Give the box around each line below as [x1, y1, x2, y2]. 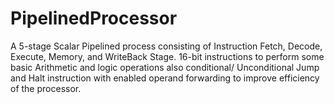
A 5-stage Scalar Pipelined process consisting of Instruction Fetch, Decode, [10, 40, 323, 52]
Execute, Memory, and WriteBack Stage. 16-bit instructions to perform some [10, 50, 325, 62]
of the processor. [10, 82, 82, 94]
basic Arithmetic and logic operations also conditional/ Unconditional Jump [10, 61, 320, 73]
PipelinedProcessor [10, 7, 178, 30]
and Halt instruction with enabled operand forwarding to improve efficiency [10, 72, 320, 84]
